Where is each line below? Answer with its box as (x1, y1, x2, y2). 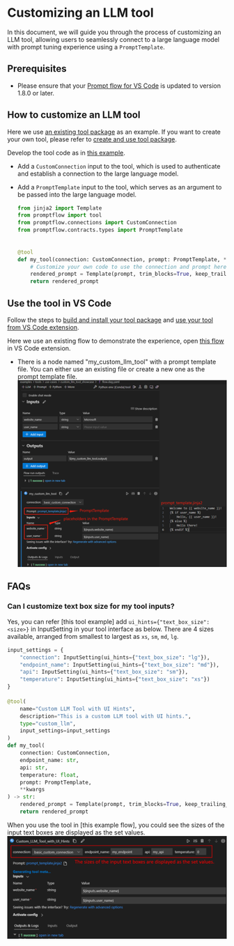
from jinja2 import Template (17, 204, 102, 212)
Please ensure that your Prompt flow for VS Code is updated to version (17, 82, 221, 90)
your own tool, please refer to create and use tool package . (7, 134, 178, 144)
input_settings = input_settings (19, 727, 111, 734)
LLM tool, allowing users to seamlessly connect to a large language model (7, 35, 219, 43)
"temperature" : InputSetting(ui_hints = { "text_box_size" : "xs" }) (19, 676, 210, 683)
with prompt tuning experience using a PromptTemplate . (7, 42, 165, 51)
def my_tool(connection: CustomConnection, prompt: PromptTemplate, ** (17, 256, 230, 263)
